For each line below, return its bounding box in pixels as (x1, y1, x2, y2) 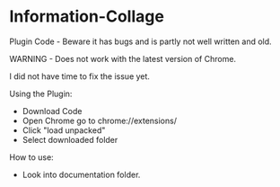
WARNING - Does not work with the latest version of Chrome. (9, 53, 236, 64)
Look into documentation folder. (22, 169, 141, 180)
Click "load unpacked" (22, 124, 106, 136)
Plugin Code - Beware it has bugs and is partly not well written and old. (9, 36, 272, 47)
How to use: (9, 151, 54, 163)
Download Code (22, 105, 83, 116)
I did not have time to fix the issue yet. (9, 70, 151, 82)
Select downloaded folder (22, 134, 118, 145)
